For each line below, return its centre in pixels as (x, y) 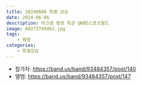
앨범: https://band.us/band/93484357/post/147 (73, 76)
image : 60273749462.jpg (36, 29)
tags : (13, 34)
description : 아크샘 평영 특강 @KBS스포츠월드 (58, 23)
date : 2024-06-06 (28, 17)
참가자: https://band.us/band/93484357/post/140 (75, 69)
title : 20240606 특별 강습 (37, 12)
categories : (21, 46)
